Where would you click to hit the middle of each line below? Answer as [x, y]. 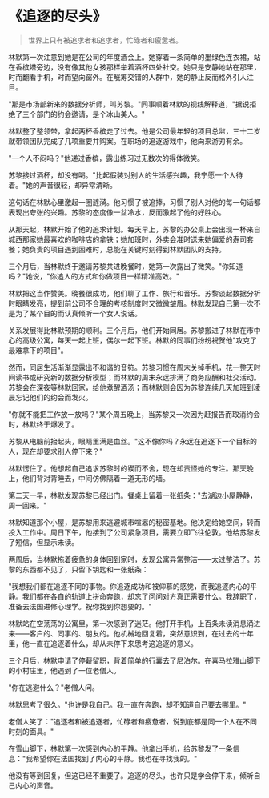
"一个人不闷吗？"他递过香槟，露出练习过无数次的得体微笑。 [106, 158]
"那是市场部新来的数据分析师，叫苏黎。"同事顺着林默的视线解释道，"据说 [129, 104]
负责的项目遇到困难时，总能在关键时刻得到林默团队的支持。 [127, 249]
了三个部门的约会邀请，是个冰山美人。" [80, 114]
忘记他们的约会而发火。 [54, 397]
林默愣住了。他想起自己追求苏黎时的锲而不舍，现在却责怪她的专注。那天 [127, 468]
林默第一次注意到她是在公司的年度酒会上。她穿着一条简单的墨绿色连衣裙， [131, 57]
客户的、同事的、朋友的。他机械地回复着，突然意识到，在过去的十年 [141, 633]
